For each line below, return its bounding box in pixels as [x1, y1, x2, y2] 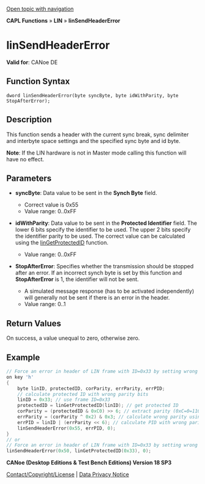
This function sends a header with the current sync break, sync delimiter [6, 131, 189, 138]
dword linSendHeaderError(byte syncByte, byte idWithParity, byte [6, 92, 179, 98]
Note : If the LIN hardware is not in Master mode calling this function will [6, 149, 187, 156]
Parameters [6, 173, 52, 183]
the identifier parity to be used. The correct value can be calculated [15, 232, 185, 240]
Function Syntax [6, 76, 70, 87]
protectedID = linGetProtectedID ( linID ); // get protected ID [17, 403, 179, 409]
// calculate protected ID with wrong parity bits [17, 391, 149, 397]
